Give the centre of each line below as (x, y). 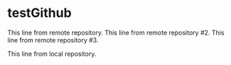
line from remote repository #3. (53, 40)
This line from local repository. (52, 54)
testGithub (40, 13)
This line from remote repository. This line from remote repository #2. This (116, 32)
